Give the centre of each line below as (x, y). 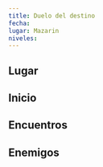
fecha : (19, 23)
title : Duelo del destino (51, 16)
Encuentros (38, 125)
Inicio (23, 98)
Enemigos (34, 152)
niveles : (23, 38)
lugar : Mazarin (34, 31)
